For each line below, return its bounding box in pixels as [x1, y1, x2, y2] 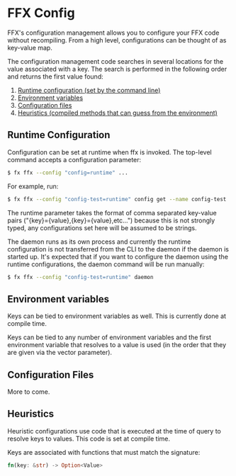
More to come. [7, 387, 50, 396]
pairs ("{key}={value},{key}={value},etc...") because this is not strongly [7, 216, 215, 225]
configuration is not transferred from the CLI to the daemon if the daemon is [7, 244, 229, 253]
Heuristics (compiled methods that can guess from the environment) [17, 108, 218, 117]
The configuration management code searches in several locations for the [7, 57, 224, 65]
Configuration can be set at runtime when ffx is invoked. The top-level [7, 147, 212, 157]
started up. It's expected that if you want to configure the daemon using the [7, 252, 229, 261]
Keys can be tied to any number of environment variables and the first [7, 333, 211, 341]
